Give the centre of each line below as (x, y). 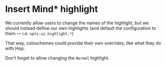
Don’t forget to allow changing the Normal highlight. (57, 58)
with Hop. (15, 48)
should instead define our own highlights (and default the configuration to (81, 28)
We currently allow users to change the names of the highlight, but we (77, 23)
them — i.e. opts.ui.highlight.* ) (39, 33)
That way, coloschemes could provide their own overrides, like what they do (83, 43)
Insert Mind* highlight (52, 9)
